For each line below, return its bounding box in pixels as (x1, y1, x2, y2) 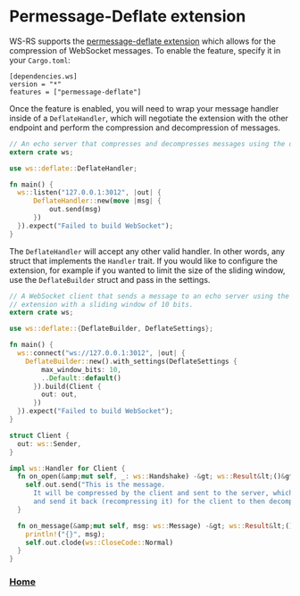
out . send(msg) (48, 205, 102, 214)
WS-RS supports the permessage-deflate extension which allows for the (9, 36, 277, 46)
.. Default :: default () (41, 373, 122, 383)
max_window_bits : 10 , (41, 365, 122, 374)
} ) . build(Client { (32, 382, 102, 391)
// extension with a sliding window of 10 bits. (9, 300, 194, 309)
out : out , (41, 390, 78, 399)
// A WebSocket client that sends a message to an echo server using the (9, 292, 290, 301)
